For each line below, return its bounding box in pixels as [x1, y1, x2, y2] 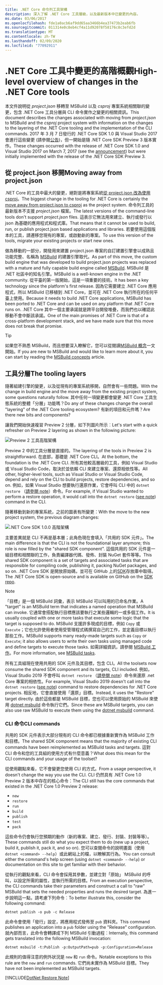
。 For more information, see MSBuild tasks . [9, 650, 96, 656]
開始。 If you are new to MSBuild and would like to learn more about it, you [5, 349, 153, 354]
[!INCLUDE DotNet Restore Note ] [5, 975, 69, 981]
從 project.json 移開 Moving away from [5, 168, 122, 177]
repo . [5, 579, 16, 585]
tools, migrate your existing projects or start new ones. [5, 238, 114, 244]
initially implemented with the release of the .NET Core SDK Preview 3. [5, 153, 146, 159]
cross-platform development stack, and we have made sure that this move [5, 318, 154, 324]
